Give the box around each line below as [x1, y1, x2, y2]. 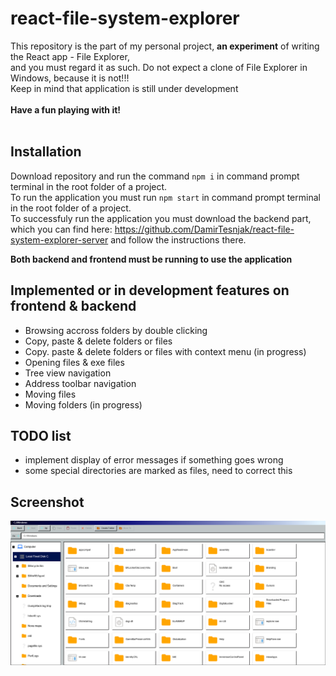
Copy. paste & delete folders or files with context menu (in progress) [24, 345, 307, 357]
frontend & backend [10, 298, 137, 315]
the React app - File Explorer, [10, 50, 130, 62]
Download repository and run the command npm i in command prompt [10, 170, 300, 182]
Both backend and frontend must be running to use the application [10, 253, 293, 265]
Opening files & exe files [24, 356, 125, 368]
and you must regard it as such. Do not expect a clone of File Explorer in [10, 61, 308, 73]
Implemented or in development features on [10, 282, 290, 299]
